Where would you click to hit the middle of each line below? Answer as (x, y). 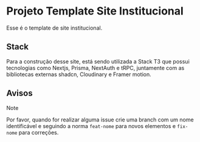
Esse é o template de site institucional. (54, 28)
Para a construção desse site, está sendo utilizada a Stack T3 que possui (98, 61)
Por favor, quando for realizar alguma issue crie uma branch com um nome (100, 120)
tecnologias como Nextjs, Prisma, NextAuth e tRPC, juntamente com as (95, 68)
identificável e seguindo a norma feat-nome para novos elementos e (91, 126)
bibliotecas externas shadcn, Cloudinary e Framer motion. (79, 74)
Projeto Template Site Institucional (95, 11)
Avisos (19, 93)
